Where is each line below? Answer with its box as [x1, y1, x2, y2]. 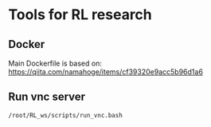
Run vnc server [8, 90, 86, 104]
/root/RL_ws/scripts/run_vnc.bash [8, 111, 123, 119]
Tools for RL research [8, 6, 153, 24]
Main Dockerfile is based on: [8, 58, 102, 68]
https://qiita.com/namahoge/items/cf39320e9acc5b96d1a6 [8, 67, 203, 77]
